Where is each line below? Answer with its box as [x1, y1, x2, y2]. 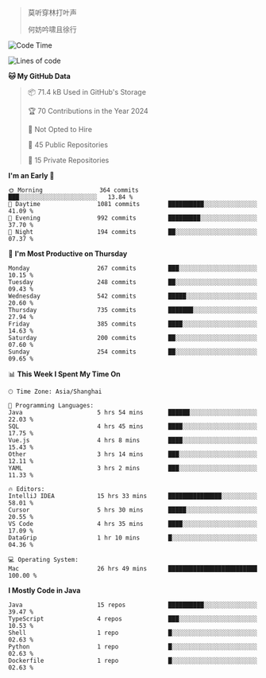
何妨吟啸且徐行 [27, 25, 77, 34]
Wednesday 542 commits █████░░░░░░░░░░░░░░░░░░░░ [8, 292, 258, 300]
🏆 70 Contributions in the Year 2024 [27, 107, 148, 115]
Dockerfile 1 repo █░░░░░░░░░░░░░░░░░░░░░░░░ [8, 657, 258, 664]
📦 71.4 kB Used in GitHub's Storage [27, 88, 147, 96]
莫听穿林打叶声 [27, 8, 77, 17]
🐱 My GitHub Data [8, 72, 71, 80]
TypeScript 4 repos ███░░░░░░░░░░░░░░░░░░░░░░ [8, 615, 258, 623]
